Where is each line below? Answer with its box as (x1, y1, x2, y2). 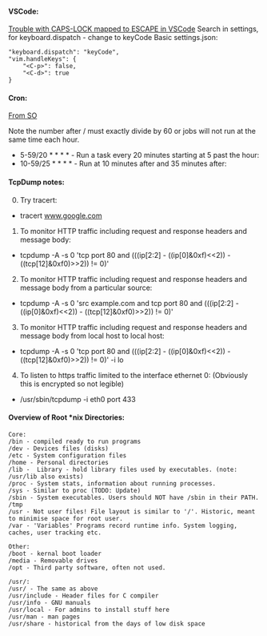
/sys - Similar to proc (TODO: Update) (8, 486, 141, 494)
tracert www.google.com (19, 211, 102, 220)
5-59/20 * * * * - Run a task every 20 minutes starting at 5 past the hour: (19, 151, 260, 160)
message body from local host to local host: (19, 331, 165, 340)
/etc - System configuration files (8, 451, 127, 460)
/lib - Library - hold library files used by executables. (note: (8, 465, 238, 473)
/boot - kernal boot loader (8, 549, 102, 558)
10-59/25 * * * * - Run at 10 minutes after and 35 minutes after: (19, 159, 227, 168)
